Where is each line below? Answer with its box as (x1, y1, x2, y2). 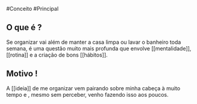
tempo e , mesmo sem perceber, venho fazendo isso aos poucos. (6, 91, 169, 98)
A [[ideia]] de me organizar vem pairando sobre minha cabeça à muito (6, 84, 181, 92)
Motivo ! (6, 69, 38, 79)
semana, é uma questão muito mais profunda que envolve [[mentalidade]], (6, 44, 192, 52)
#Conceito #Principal (6, 5, 59, 12)
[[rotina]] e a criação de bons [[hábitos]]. (6, 51, 108, 58)
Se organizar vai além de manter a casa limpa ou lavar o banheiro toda (6, 38, 181, 46)
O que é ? (6, 22, 42, 32)
